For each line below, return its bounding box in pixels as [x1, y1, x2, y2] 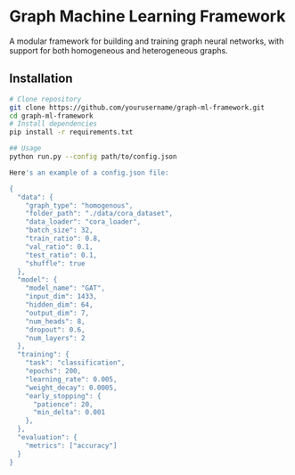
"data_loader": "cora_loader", [25, 217, 142, 226]
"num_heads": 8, [25, 316, 86, 326]
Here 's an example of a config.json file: [9, 168, 169, 177]
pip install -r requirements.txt [9, 127, 134, 137]
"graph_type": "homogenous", [25, 201, 134, 210]
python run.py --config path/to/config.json [9, 152, 177, 161]
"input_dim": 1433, [25, 292, 98, 301]
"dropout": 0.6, [25, 325, 86, 334]
